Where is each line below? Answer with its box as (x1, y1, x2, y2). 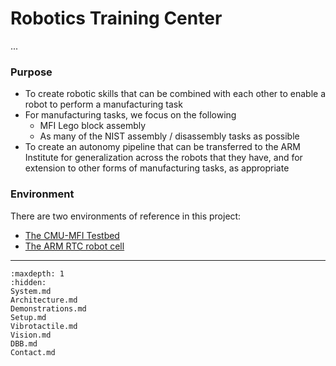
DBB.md (10, 338, 38, 349)
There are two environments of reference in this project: (10, 210, 242, 222)
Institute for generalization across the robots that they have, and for (24, 152, 303, 164)
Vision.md (10, 330, 52, 340)
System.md (10, 286, 52, 296)
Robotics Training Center (10, 7, 223, 30)
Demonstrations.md (10, 303, 87, 314)
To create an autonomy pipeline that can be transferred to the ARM (24, 141, 301, 153)
